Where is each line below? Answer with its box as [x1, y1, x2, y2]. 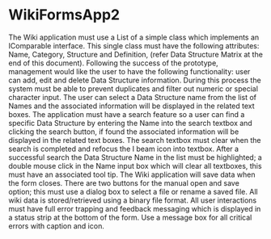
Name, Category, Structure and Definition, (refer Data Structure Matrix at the [8, 49, 263, 59]
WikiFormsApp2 [8, 6, 120, 24]
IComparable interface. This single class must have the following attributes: [8, 40, 260, 50]
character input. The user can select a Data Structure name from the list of [8, 92, 257, 102]
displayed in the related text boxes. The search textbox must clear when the [8, 135, 261, 145]
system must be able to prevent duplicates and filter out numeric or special [8, 83, 259, 94]
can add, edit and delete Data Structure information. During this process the [8, 75, 261, 85]
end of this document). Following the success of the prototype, [8, 58, 218, 68]
